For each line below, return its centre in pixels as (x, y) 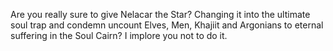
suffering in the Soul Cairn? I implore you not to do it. (119, 35)
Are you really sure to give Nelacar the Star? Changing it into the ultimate (160, 14)
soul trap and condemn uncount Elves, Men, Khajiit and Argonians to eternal (167, 25)
